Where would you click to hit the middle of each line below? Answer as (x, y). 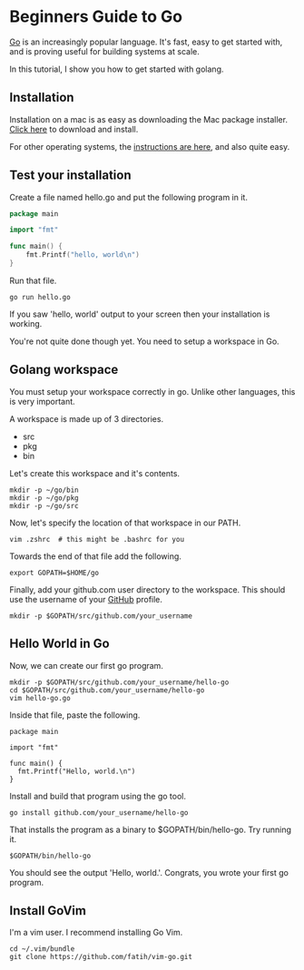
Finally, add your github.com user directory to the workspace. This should (147, 589)
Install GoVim (48, 911)
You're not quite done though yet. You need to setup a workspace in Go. (144, 341)
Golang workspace (64, 370)
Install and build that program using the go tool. (98, 796)
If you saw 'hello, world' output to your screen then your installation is (140, 314)
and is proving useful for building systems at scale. (104, 51)
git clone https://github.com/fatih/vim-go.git (101, 957)
